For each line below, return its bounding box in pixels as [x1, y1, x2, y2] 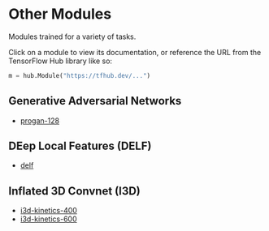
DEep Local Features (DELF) [8, 139, 152, 153]
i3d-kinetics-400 [20, 206, 77, 216]
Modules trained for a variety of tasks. [8, 32, 137, 41]
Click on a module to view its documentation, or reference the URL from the [8, 47, 262, 57]
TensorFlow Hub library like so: [8, 56, 112, 66]
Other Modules [8, 5, 112, 24]
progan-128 [20, 115, 59, 126]
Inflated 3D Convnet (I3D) [8, 184, 141, 198]
